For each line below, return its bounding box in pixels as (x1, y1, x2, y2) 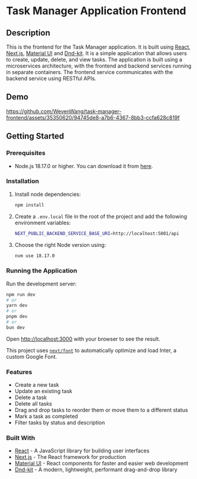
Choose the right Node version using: (14, 241, 106, 248)
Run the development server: (6, 280, 77, 287)
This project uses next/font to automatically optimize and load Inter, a (6, 346, 177, 353)
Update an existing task (14, 388, 73, 395)
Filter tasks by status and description (14, 419, 105, 426)
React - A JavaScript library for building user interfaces (14, 447, 150, 454)
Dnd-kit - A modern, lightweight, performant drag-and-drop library (14, 466, 177, 473)
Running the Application (6, 266, 77, 275)
